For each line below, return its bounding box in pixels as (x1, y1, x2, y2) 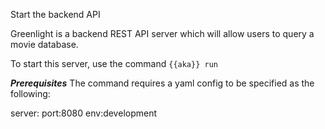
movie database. (10, 39, 79, 50)
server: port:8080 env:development (10, 107, 158, 119)
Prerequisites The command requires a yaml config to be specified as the (10, 77, 315, 89)
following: (10, 88, 51, 99)
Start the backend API (10, 9, 101, 20)
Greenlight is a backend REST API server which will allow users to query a (10, 28, 315, 39)
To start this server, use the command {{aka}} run (10, 58, 218, 69)
